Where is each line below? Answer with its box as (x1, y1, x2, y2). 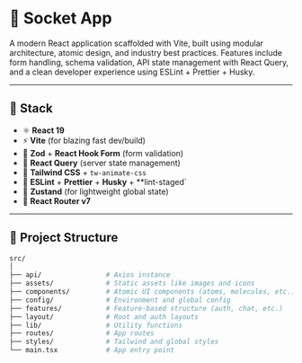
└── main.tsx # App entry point (9, 346, 175, 355)
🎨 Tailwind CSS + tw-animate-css (22, 166, 147, 178)
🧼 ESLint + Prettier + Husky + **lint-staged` (22, 176, 187, 187)
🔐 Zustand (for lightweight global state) (22, 186, 169, 197)
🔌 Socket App (9, 8, 112, 29)
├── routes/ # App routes (9, 329, 155, 338)
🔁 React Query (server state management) (22, 157, 182, 168)
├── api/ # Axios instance (9, 270, 171, 279)
